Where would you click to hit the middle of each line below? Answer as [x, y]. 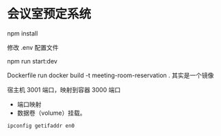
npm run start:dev [32, 61]
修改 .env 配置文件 [33, 47]
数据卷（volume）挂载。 [51, 113]
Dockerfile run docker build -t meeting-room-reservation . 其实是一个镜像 [110, 75]
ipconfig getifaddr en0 [41, 126]
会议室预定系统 [49, 14]
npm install [23, 33]
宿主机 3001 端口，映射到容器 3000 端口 [64, 90]
